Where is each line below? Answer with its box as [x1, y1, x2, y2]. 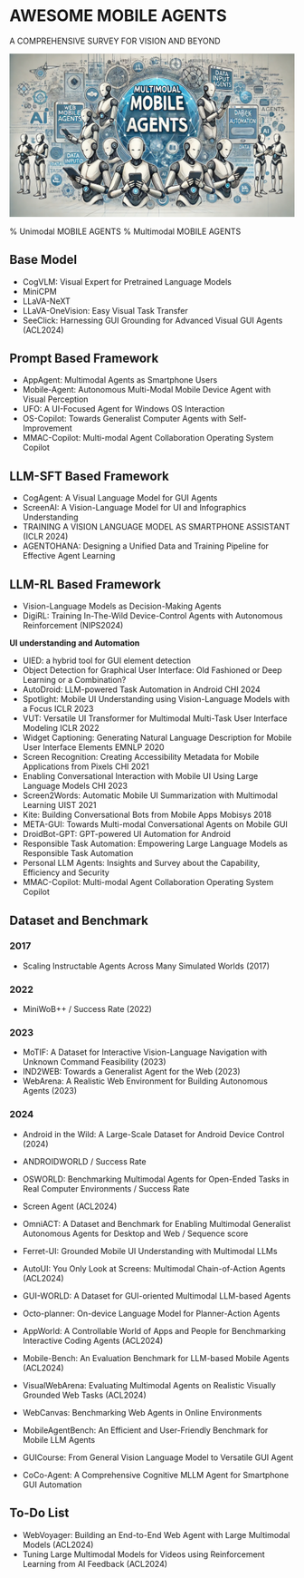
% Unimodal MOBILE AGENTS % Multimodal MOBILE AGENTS [9, 226, 242, 237]
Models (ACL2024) [22, 1539, 94, 1550]
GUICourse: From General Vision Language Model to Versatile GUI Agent [22, 1452, 294, 1463]
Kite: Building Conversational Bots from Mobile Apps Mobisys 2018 [22, 809, 272, 821]
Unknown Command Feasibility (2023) [22, 1057, 166, 1067]
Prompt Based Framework [9, 351, 159, 366]
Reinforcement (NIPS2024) [22, 620, 124, 631]
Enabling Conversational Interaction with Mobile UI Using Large [22, 771, 259, 782]
